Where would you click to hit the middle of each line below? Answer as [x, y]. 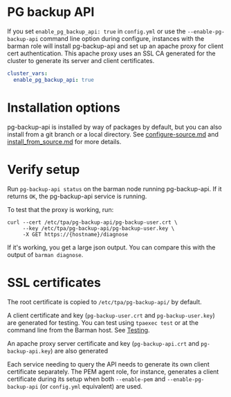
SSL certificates [54, 282]
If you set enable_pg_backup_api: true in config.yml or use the [96, 31]
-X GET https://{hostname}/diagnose [75, 234]
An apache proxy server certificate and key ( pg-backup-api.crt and [103, 343]
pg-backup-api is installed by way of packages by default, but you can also [115, 127]
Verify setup [44, 169]
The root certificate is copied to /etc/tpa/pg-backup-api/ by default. [104, 301]
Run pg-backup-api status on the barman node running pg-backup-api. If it [114, 188]
